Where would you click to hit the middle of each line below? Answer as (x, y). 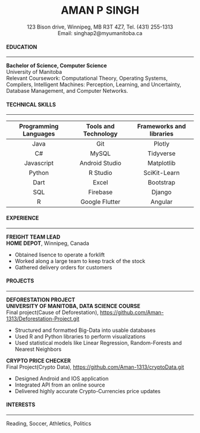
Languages (39, 134)
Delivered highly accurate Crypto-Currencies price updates (87, 391)
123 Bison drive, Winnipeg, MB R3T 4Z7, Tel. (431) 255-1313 (100, 27)
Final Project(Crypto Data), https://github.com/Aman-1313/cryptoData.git (95, 367)
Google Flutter (100, 202)
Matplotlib (162, 163)
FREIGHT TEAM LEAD (33, 237)
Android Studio (101, 163)
